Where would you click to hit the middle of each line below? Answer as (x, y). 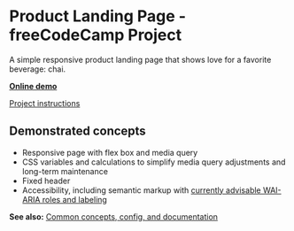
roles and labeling (75, 199)
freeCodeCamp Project (96, 35)
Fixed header (46, 181)
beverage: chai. (38, 69)
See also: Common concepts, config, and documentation (114, 216)
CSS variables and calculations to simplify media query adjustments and (154, 162)
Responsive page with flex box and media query (110, 152)
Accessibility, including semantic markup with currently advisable (141, 190)
